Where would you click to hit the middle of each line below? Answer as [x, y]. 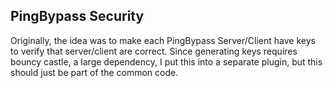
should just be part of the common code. [94, 72]
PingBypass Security [77, 16]
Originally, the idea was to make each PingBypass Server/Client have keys [163, 40]
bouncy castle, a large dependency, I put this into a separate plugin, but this [166, 61]
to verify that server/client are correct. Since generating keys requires [154, 51]
